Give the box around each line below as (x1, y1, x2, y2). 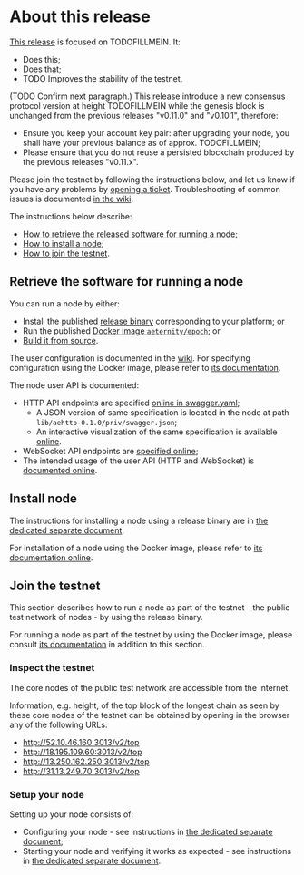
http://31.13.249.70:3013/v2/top (22, 765, 140, 776)
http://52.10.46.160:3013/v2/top (22, 736, 140, 747)
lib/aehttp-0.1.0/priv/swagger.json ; (35, 416, 178, 427)
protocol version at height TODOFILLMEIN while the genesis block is (9, 100, 265, 111)
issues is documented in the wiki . (9, 193, 134, 204)
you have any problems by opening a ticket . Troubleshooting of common (9, 183, 281, 194)
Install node (9, 491, 77, 507)
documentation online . (9, 551, 93, 563)
